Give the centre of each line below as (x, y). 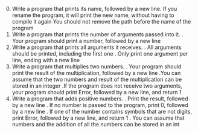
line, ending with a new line (46, 60)
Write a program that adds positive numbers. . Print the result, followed (100, 99)
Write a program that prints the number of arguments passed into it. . (97, 34)
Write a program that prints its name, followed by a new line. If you (94, 9)
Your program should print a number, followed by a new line (86, 41)
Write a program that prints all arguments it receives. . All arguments (97, 47)
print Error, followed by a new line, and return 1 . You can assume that (98, 118)
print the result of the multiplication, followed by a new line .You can (96, 73)
